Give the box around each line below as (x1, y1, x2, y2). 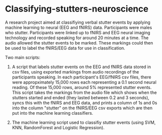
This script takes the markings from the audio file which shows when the (12, 90, 157, 95)
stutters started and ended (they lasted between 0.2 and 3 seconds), (12, 94, 149, 100)
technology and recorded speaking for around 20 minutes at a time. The (5, 35, 149, 41)
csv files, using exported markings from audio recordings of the (12, 69, 139, 75)
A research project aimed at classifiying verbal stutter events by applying (5, 19, 151, 25)
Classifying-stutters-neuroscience (5, 3, 148, 15)
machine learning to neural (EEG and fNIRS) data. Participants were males (5, 24, 152, 30)
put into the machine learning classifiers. (12, 110, 93, 116)
